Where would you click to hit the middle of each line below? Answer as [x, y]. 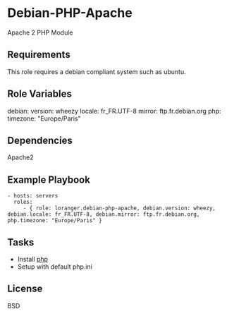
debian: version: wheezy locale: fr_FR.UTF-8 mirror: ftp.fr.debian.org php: [114, 111]
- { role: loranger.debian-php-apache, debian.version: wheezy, [119, 208]
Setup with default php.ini [55, 267]
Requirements [39, 55]
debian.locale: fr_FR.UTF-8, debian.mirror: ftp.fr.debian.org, [104, 214]
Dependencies [40, 140]
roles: [23, 202]
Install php [32, 259]
